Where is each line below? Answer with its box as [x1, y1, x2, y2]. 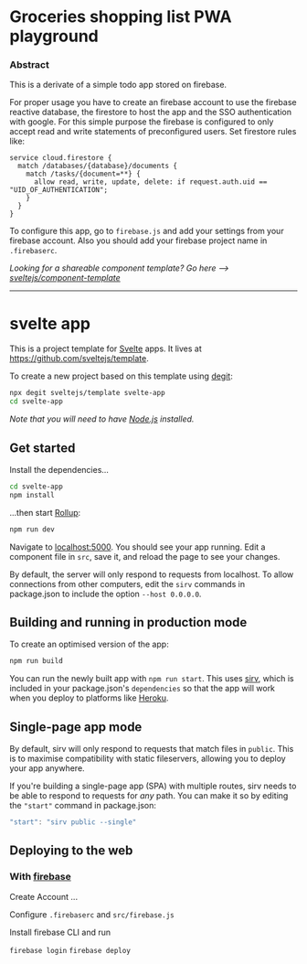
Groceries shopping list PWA [9, 6, 232, 27]
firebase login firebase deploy [9, 946, 131, 955]
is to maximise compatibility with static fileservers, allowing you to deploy [9, 753, 286, 765]
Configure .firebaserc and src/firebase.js [9, 908, 175, 920]
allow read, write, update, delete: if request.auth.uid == [33, 177, 268, 187]
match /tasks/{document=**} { [26, 169, 142, 179]
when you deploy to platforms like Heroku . [9, 692, 169, 703]
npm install [9, 490, 55, 499]
